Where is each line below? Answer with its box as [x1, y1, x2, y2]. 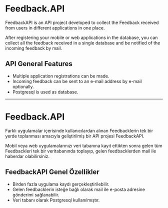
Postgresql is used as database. [12, 88, 78, 95]
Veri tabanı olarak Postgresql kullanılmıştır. [12, 197, 100, 203]
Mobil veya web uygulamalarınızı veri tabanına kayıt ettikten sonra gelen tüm [5, 142, 162, 148]
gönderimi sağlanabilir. [12, 191, 59, 197]
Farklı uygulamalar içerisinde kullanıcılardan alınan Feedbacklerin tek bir [5, 127, 153, 133]
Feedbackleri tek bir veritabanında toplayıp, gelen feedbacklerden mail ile [5, 148, 156, 154]
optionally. [12, 83, 34, 89]
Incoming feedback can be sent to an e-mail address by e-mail [12, 78, 142, 84]
